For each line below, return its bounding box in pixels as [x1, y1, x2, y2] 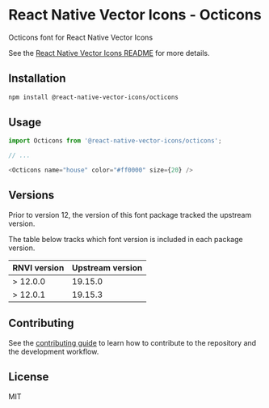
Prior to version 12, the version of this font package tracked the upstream [8, 210, 252, 219]
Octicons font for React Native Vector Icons [8, 32, 153, 42]
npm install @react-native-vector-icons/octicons [8, 93, 179, 101]
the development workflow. [8, 346, 99, 356]
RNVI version [12, 261, 65, 273]
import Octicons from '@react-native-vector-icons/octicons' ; [8, 137, 222, 145]
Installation [8, 71, 66, 86]
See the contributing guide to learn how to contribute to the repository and [8, 338, 257, 347]
